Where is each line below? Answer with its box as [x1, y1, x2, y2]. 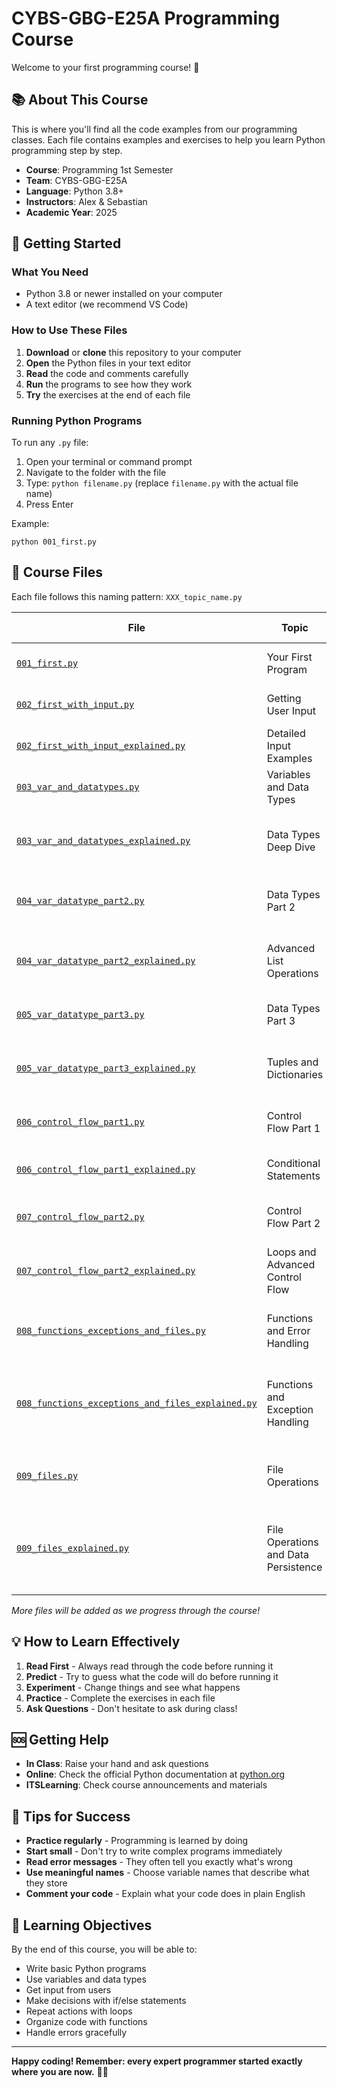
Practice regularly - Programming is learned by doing [25, 1835, 249, 1847]
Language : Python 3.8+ [25, 185, 124, 197]
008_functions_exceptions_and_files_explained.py [16, 1397, 258, 1409]
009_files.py [16, 1470, 79, 1481]
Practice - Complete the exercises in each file [25, 1692, 216, 1704]
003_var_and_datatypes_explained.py [16, 835, 191, 846]
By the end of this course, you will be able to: [11, 1943, 198, 1956]
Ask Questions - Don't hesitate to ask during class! [25, 1702, 238, 1714]
